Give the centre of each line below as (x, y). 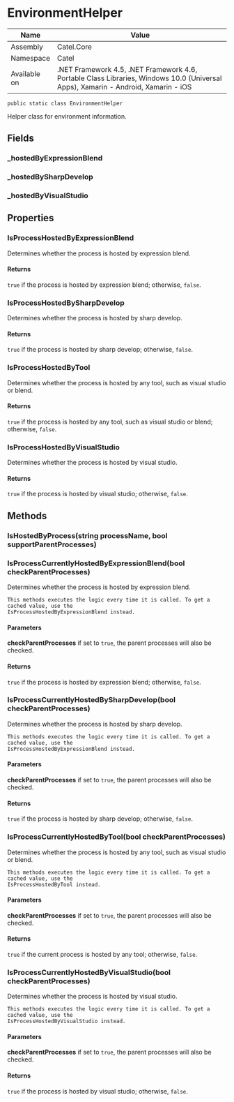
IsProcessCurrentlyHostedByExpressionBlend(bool (96, 563)
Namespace (31, 58)
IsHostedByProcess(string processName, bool (87, 535)
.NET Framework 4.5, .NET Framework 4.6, (127, 69)
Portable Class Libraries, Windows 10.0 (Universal (139, 78)
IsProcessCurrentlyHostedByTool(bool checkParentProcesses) (117, 837)
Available (25, 73)
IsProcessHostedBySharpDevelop (66, 303)
